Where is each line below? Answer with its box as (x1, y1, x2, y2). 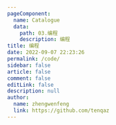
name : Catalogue (13, 17, 60, 24)
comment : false (7, 74, 51, 82)
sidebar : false (7, 62, 51, 69)
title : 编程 (7, 42, 39, 49)
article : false (7, 68, 51, 75)
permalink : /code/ (7, 56, 60, 62)
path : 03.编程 (19, 29, 58, 37)
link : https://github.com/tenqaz (13, 107, 110, 114)
